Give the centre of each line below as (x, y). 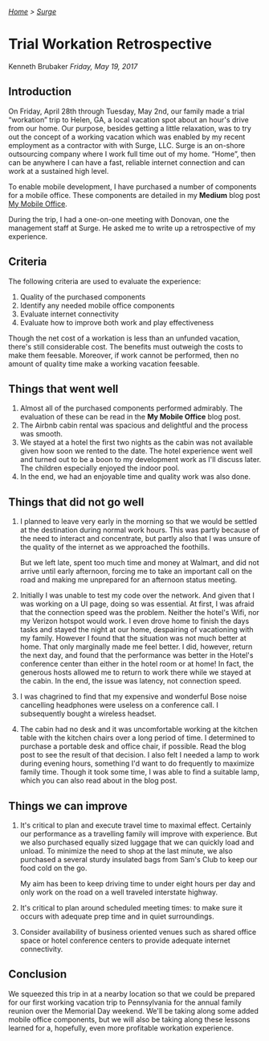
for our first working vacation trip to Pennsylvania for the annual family (125, 1002)
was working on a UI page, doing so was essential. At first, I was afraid (137, 604)
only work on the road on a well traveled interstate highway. (119, 892)
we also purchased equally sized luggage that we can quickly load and (137, 842)
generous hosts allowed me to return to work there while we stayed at (135, 672)
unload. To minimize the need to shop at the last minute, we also (126, 851)
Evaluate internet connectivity (69, 314)
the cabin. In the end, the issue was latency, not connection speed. (130, 681)
